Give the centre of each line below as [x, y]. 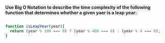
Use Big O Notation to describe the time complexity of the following [78, 7]
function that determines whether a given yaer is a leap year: [71, 13]
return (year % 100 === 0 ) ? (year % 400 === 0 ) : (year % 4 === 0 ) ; [85, 31]
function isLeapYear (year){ [35, 26]
